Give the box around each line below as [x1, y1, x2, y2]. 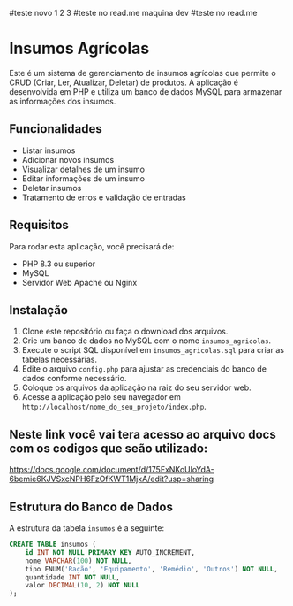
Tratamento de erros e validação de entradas [21, 192, 187, 203]
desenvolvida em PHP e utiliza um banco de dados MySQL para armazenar [9, 86, 282, 96]
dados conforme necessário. [21, 373, 127, 384]
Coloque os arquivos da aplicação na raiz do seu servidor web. [21, 382, 252, 393]
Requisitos [9, 218, 69, 233]
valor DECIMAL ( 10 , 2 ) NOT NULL [25, 581, 140, 590]
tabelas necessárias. [21, 354, 97, 365]
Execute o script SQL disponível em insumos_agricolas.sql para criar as [21, 345, 285, 356]
